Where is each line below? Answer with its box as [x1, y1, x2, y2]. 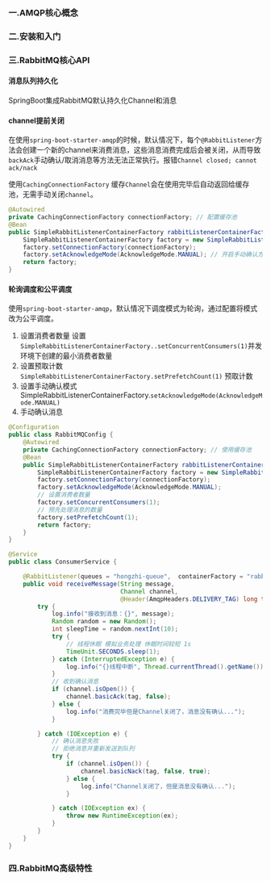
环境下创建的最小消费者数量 [19, 351, 113, 361]
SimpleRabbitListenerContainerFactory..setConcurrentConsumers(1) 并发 [19, 341, 262, 350]
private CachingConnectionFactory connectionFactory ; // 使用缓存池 [23, 446, 252, 454]
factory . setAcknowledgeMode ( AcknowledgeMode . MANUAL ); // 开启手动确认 [23, 250, 258, 259]
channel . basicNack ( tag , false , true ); [80, 767, 211, 775]
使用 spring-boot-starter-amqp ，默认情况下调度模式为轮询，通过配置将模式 [8, 304, 258, 313]
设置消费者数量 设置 [19, 331, 86, 341]
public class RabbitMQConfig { [8, 430, 114, 439]
